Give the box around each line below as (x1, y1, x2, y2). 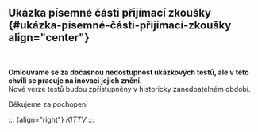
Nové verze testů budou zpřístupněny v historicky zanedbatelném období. (8, 84, 251, 93)
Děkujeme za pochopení (8, 99, 88, 109)
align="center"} (8, 31, 90, 44)
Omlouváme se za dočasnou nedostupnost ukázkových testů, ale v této (8, 67, 249, 77)
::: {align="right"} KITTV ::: (8, 115, 94, 124)
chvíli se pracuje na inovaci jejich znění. (8, 75, 143, 85)
